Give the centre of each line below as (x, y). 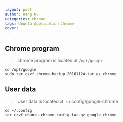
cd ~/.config (19, 110)
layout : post (19, 10)
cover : (12, 28)
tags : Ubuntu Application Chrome (40, 24)
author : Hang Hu (22, 14)
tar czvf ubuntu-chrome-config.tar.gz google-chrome (61, 115)
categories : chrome (25, 19)
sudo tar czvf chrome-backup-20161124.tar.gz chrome (61, 74)
